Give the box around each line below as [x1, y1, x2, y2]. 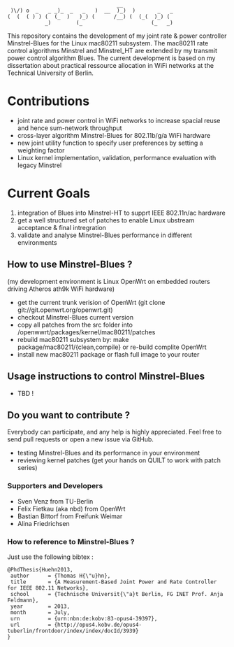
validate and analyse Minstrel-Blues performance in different [17, 231, 192, 239]
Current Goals [7, 185, 91, 201]
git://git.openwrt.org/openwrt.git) [17, 306, 113, 314]
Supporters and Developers [7, 481, 103, 491]
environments [17, 238, 57, 246]
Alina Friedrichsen [17, 519, 70, 527]
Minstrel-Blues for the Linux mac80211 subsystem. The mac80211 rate [7, 39, 209, 47]
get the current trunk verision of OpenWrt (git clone [17, 298, 166, 306]
